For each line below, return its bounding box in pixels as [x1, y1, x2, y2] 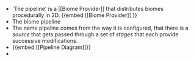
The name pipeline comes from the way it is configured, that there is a [12, 24, 189, 31]
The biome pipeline [12, 18, 61, 25]
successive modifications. [12, 37, 78, 44]
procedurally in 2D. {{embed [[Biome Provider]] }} [12, 11, 137, 19]
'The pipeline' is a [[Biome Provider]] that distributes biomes [12, 5, 163, 12]
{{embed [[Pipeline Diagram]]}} [12, 43, 92, 51]
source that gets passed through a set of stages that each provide [12, 31, 179, 38]
